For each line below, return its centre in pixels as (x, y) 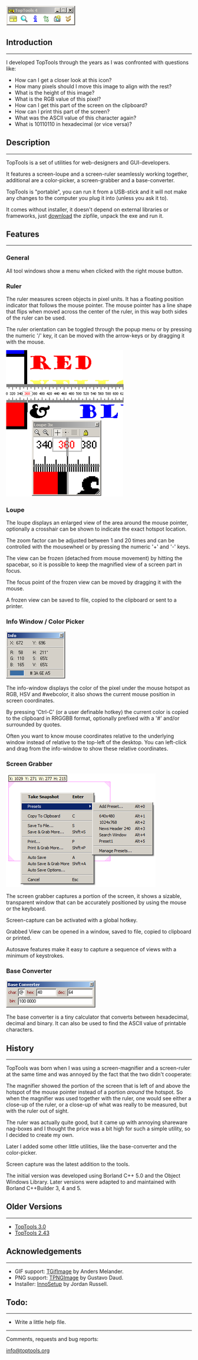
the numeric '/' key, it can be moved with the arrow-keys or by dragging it (95, 336)
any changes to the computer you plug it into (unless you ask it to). (87, 198)
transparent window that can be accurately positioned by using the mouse (96, 902)
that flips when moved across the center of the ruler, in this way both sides (97, 312)
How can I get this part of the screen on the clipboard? (81, 105)
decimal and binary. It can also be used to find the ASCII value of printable (96, 1023)
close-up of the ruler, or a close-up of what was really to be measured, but (97, 1105)
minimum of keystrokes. (35, 955)
